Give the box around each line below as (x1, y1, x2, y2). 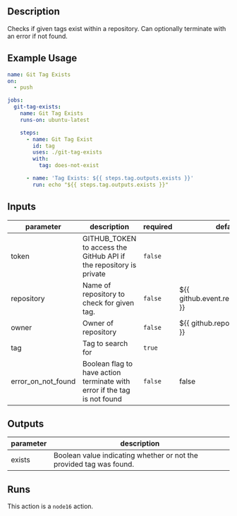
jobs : (7, 97, 23, 104)
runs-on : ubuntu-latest (20, 116, 90, 123)
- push (13, 84, 33, 91)
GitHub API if (82, 251, 126, 261)
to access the (82, 242, 128, 252)
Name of (82, 280, 111, 290)
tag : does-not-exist (38, 162, 99, 169)
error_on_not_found (11, 376, 76, 386)
